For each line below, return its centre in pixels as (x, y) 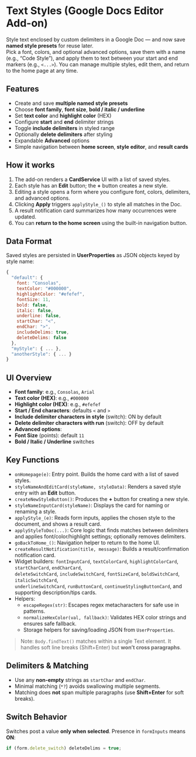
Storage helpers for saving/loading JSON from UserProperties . (99, 630)
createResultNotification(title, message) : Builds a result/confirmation (102, 548)
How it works (30, 165)
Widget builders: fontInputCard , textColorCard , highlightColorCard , (96, 561)
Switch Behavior (37, 717)
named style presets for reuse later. (50, 46)
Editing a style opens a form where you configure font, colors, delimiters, (102, 192)
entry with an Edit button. (45, 493)
